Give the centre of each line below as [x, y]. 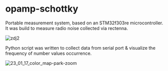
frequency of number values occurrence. [49, 53]
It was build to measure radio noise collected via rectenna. [67, 28]
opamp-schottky [42, 9]
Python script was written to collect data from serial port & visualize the [80, 48]
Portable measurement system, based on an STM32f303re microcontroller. [84, 23]
